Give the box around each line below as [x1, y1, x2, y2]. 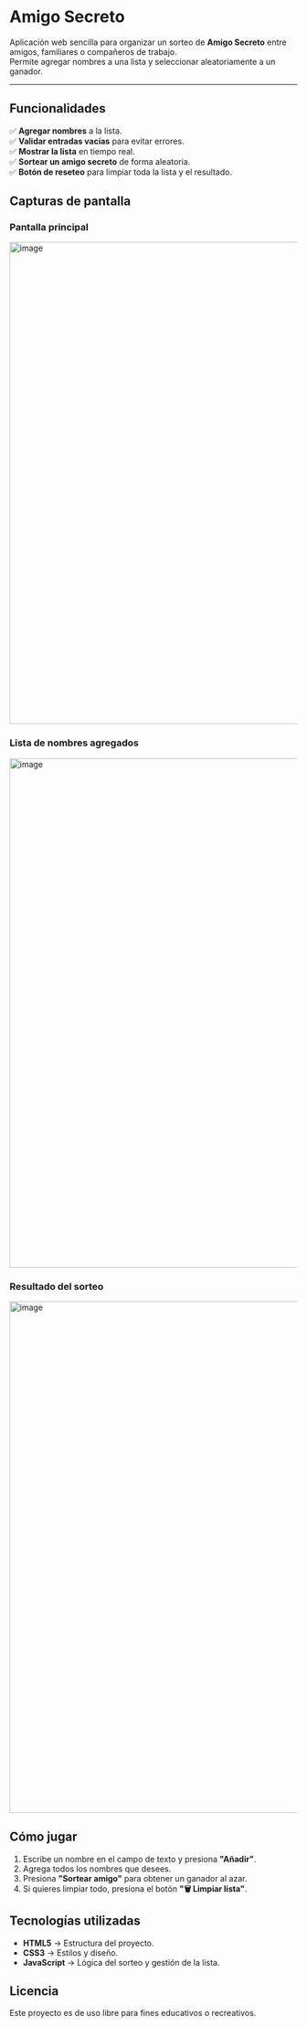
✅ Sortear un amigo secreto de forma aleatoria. [9, 156, 191, 166]
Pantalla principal [9, 221, 90, 234]
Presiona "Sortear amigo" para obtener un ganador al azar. [22, 1872, 248, 1883]
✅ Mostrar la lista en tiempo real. [9, 145, 135, 156]
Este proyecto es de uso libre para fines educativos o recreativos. [9, 2008, 257, 2019]
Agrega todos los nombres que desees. [22, 1863, 172, 1874]
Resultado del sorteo [9, 1280, 104, 1292]
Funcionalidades [9, 101, 107, 116]
